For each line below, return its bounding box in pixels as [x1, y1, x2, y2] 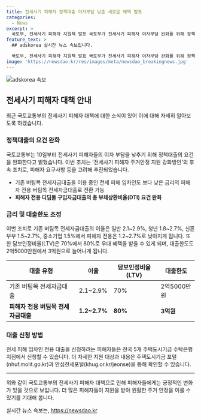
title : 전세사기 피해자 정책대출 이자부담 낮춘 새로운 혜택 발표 [6, 8, 142, 15]
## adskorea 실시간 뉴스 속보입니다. [11, 43, 93, 49]
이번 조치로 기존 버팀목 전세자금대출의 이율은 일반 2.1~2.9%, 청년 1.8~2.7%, [6, 225, 184, 232]
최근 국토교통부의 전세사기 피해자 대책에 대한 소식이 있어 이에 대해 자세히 [6, 112, 175, 119]
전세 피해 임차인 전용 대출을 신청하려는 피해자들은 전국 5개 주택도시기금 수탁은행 [6, 346, 193, 353]
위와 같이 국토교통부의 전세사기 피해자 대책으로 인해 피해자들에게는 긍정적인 [6, 379, 182, 386]
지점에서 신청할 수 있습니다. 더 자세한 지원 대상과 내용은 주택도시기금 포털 [6, 353, 177, 361]
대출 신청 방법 [6, 331, 44, 339]
